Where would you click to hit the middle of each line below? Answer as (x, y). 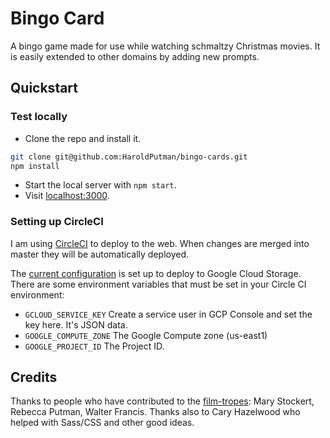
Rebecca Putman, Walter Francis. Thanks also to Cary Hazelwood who (155, 412)
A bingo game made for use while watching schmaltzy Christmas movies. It (165, 46)
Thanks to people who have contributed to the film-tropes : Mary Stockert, (162, 401)
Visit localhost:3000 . (67, 196)
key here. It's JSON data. (76, 324)
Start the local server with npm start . (100, 185)
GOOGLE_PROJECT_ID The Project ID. (94, 346)
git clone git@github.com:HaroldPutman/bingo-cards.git (129, 157)
